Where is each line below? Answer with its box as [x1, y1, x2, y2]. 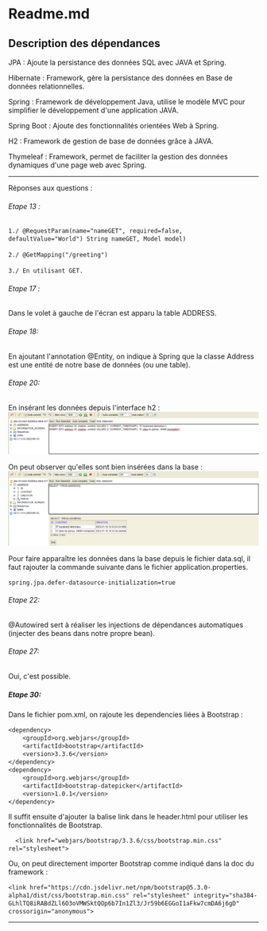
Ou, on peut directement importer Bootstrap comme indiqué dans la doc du [8, 858, 254, 868]
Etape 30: [8, 689, 41, 699]
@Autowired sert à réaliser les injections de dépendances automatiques [8, 619, 244, 630]
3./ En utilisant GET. [8, 267, 83, 275]
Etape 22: [8, 595, 41, 605]
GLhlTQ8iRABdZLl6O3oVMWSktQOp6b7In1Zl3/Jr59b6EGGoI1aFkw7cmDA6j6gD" [8, 899, 240, 907]
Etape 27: [8, 646, 40, 656]
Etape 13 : [8, 201, 41, 211]
